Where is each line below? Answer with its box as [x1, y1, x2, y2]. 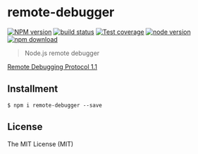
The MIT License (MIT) [7, 139, 74, 148]
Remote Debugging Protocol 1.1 [7, 62, 97, 71]
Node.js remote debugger [24, 49, 100, 57]
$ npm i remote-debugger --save [7, 102, 102, 109]
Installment [7, 83, 58, 95]
